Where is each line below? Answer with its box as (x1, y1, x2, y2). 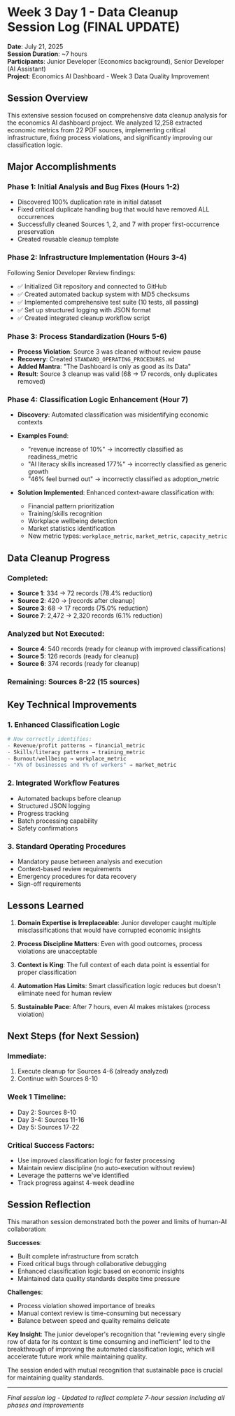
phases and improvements (7, 1401, 85, 1409)
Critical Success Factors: (7, 1140, 94, 1150)
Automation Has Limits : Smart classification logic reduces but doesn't (17, 981, 221, 990)
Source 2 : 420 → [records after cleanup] (17, 597, 135, 605)
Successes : (7, 1238, 42, 1247)
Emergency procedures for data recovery (17, 872, 137, 880)
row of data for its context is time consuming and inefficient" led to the (7, 1337, 211, 1345)
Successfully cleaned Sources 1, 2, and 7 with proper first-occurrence (17, 220, 220, 228)
